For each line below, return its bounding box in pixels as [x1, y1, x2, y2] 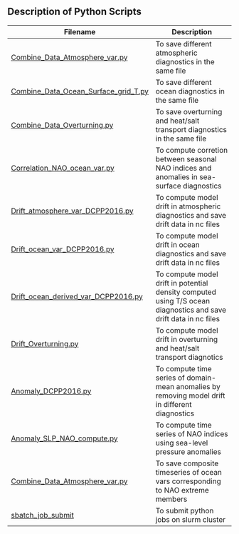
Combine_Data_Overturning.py [11, 120, 114, 130]
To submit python [155, 505, 214, 515]
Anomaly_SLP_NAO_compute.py [11, 433, 119, 443]
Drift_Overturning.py [11, 338, 79, 348]
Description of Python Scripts [7, 6, 142, 18]
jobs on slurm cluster [155, 514, 226, 524]
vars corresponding [155, 476, 222, 486]
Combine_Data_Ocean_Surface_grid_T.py [11, 86, 149, 96]
